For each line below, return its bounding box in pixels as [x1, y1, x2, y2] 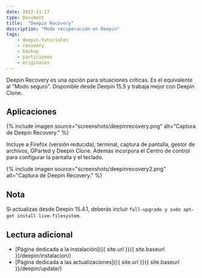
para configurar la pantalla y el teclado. [6, 154, 104, 161]
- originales [17, 59, 50, 65]
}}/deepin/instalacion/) [14, 252, 71, 259]
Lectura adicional [6, 230, 73, 240]
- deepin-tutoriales [17, 37, 69, 43]
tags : [6, 31, 20, 38]
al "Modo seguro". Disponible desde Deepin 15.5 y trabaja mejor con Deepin [6, 82, 195, 90]
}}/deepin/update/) [14, 265, 62, 272]
